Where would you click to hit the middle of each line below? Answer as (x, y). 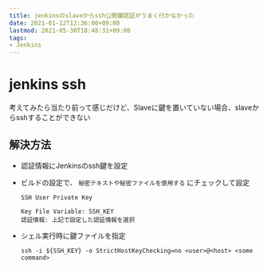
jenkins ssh (48, 85)
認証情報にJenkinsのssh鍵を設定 (74, 165)
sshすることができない (53, 118)
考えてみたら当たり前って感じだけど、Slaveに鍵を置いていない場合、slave (131, 107)
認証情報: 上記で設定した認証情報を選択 (78, 219)
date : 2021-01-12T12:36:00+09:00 (65, 23)
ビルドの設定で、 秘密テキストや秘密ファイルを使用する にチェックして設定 (135, 182)
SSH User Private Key (56, 197)
